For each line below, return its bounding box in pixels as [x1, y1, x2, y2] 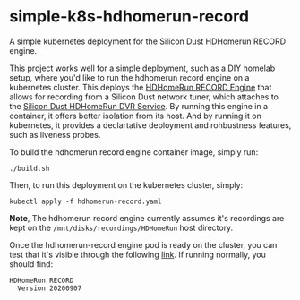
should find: [9, 258, 54, 270]
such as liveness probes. [9, 129, 101, 140]
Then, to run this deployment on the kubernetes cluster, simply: [9, 179, 244, 190]
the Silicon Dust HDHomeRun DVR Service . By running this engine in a [9, 100, 269, 111]
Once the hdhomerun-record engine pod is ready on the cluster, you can [9, 239, 278, 250]
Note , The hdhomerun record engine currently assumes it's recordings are [9, 212, 285, 223]
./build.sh [9, 164, 50, 173]
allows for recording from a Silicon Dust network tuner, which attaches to [9, 91, 279, 102]
